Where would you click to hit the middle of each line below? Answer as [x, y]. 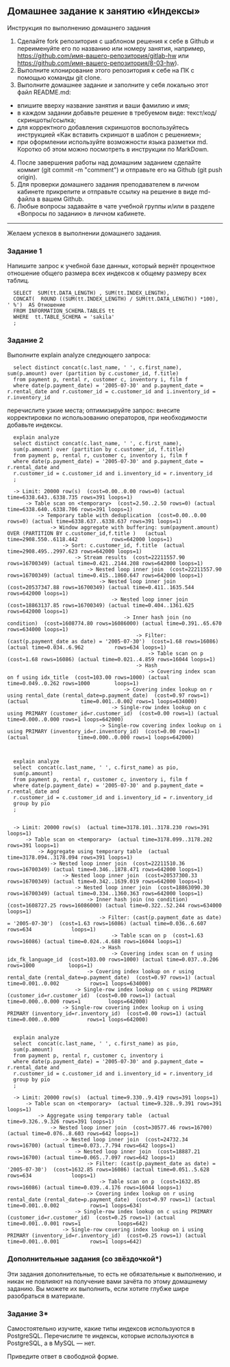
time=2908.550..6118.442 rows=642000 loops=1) [90, 540]
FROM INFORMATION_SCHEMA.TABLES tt [64, 311]
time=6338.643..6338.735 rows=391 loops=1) [70, 498]
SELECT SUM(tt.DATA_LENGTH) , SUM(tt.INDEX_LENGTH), [91, 293]
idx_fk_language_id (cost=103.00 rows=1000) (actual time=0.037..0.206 [113, 960]
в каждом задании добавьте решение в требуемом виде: [101, 112]
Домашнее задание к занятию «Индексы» [104, 11]
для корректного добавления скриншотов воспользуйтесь [103, 127]
